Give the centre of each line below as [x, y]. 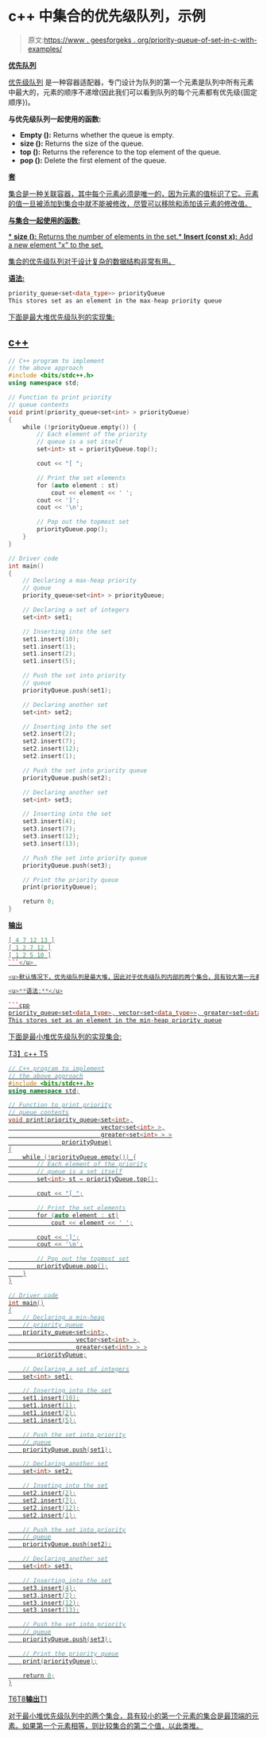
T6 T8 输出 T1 [28, 1699]
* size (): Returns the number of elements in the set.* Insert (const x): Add [131, 236]
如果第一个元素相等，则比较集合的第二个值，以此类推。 [112, 1726]
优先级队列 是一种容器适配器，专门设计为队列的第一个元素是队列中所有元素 [131, 82]
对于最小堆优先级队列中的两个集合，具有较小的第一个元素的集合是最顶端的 [130, 1716]
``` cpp [19, 1006]
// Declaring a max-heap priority [79, 581]
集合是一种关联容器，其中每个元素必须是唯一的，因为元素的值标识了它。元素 [133, 193]
